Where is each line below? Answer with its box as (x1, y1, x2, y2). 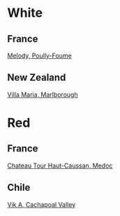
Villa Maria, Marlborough (7, 90, 78, 99)
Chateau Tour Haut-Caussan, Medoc (7, 161, 113, 170)
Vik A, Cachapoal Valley (7, 200, 76, 208)
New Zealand (7, 72, 66, 83)
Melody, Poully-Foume (7, 51, 72, 60)
